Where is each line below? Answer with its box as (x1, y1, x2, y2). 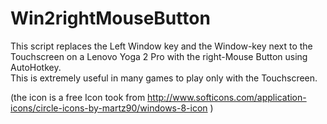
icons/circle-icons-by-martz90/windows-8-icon (10, 102, 208, 114)
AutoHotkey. (10, 61, 62, 73)
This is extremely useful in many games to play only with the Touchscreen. (10, 72, 318, 84)
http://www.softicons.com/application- (147, 91, 307, 103)
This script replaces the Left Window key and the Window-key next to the (10, 40, 313, 52)
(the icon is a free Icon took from (10, 91, 146, 103)
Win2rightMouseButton (10, 7, 211, 30)
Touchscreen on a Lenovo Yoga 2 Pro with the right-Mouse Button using (10, 50, 308, 62)
